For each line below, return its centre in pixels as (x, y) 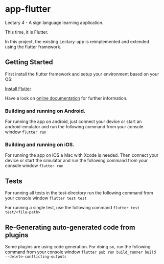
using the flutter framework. (33, 47)
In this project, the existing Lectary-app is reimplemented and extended (77, 41)
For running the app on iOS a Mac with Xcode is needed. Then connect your (82, 155)
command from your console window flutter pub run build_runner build (81, 252)
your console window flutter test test (46, 198)
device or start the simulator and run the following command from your (76, 161)
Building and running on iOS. (40, 144)
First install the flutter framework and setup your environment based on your (82, 74)
